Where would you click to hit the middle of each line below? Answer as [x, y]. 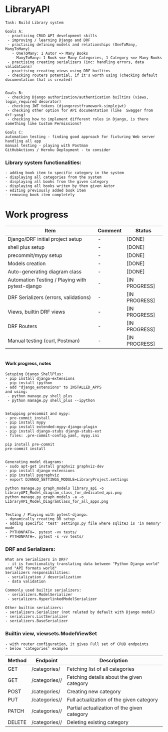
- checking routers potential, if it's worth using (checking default [82, 75]
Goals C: [14, 132]
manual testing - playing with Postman [47, 145]
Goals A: [14, 31]
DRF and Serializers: [30, 549]
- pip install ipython [29, 383]
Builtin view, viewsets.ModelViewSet [51, 634]
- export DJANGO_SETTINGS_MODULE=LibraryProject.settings [67, 479]
